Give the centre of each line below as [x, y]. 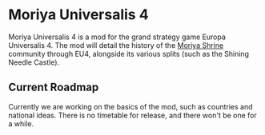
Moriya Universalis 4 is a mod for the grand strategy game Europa [117, 37]
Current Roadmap [54, 87]
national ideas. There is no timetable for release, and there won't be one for [133, 115]
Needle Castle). [34, 62]
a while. [21, 123]
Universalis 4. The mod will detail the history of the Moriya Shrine [116, 45]
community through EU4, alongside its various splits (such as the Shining [129, 54]
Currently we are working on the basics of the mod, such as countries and [131, 106]
